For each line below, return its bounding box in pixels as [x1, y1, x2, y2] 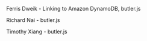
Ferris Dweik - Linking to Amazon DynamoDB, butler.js [6, 5, 141, 12]
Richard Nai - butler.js [6, 17, 60, 23]
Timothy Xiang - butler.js [6, 28, 67, 35]
